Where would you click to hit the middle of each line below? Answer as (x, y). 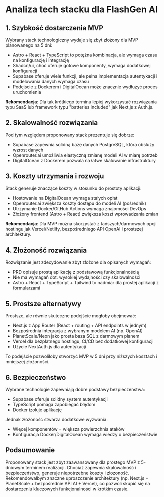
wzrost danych (28, 150)
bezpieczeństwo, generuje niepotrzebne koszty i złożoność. (67, 473)
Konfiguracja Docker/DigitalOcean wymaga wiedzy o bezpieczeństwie (85, 435)
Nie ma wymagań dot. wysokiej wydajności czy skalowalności (76, 277)
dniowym (15, 467)
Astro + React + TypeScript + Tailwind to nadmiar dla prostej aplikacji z (86, 283)
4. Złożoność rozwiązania (46, 250)
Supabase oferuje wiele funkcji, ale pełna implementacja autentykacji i (85, 76)
